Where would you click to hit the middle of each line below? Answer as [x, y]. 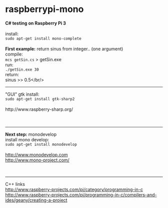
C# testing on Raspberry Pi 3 [36, 23]
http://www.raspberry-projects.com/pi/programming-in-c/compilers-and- [81, 194]
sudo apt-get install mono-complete [43, 39]
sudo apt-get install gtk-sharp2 [40, 99]
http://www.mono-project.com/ [37, 160]
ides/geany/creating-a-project [36, 200]
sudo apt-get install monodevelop [41, 144]
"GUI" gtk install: [22, 94]
